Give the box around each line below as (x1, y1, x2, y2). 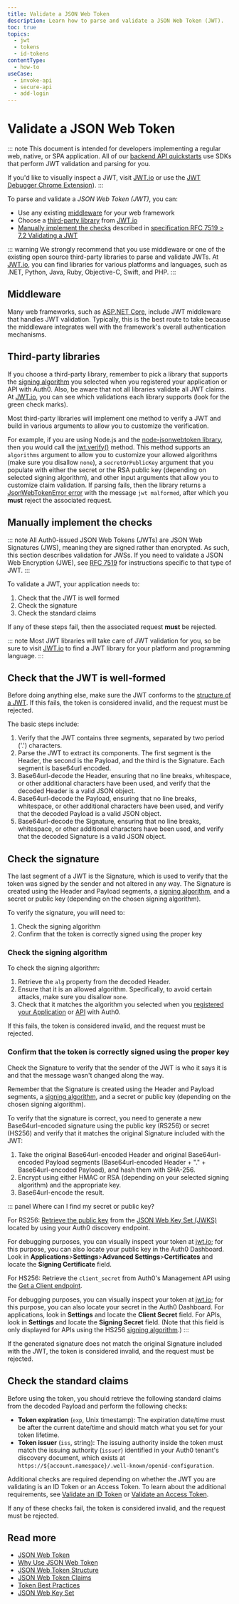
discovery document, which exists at (17, 1453, 126, 1462)
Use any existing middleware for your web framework (17, 208, 176, 218)
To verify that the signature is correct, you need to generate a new (7, 1113, 202, 1122)
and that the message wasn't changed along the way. (7, 1071, 164, 1079)
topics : (7, 30, 31, 38)
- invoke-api (14, 76, 53, 84)
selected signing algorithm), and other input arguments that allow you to (7, 473, 219, 481)
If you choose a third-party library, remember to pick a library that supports (7, 369, 228, 378)
